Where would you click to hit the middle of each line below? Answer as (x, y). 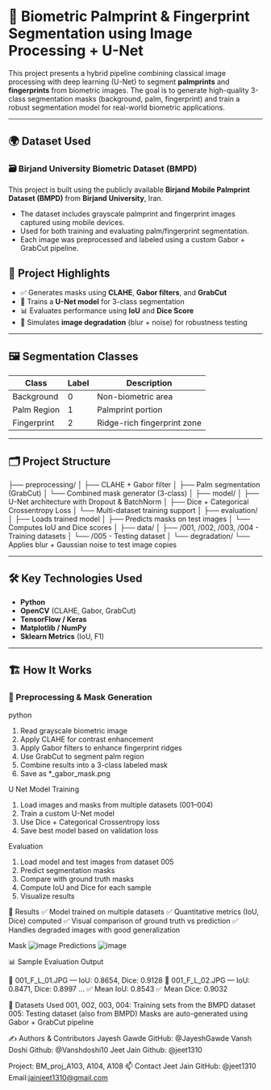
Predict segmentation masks (67, 870)
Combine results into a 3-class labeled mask (94, 765)
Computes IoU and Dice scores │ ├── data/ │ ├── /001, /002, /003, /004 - (134, 528)
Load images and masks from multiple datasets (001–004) (117, 804)
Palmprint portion (129, 410)
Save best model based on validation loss (89, 830)
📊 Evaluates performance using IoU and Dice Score (107, 311)
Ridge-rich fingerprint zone (149, 423)
